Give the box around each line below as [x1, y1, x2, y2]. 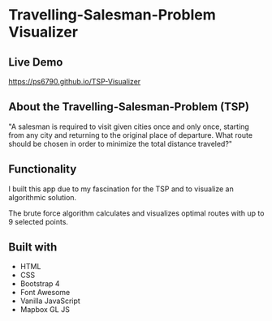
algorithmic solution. [8, 192, 77, 202]
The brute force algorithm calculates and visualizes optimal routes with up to [8, 208, 265, 218]
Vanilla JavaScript [19, 296, 81, 306]
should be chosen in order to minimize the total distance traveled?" [8, 139, 233, 148]
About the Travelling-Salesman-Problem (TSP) [8, 100, 250, 114]
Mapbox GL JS [19, 305, 71, 315]
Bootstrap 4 [19, 279, 60, 289]
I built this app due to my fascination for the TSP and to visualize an [8, 184, 234, 194]
